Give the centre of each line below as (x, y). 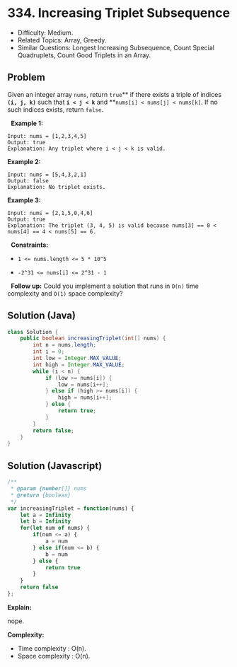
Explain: (19, 607)
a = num (57, 541)
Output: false (28, 181)
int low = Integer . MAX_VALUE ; (77, 359)
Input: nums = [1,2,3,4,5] (47, 136)
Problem (27, 77)
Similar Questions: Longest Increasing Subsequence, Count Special (116, 47)
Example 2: (24, 161)
